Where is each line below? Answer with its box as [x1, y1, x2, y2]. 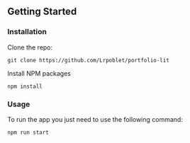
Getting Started [7, 6, 77, 18]
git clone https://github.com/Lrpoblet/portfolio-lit [7, 57, 170, 64]
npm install [7, 83, 43, 90]
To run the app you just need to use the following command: [7, 115, 183, 123]
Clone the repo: [7, 42, 53, 52]
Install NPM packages [7, 69, 71, 77]
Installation [7, 27, 47, 37]
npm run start [7, 129, 50, 136]
